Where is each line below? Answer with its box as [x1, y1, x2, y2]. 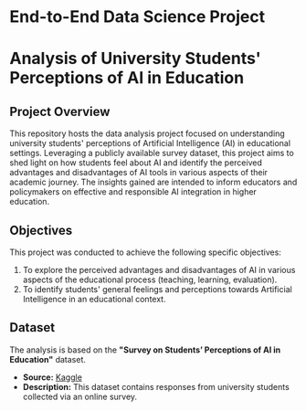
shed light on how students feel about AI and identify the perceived [9, 157, 262, 168]
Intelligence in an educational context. [22, 294, 166, 304]
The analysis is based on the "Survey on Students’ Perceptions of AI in [9, 344, 281, 355]
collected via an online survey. [22, 391, 138, 402]
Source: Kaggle [22, 372, 82, 383]
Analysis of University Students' [9, 48, 262, 69]
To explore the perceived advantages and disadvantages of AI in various [22, 265, 296, 275]
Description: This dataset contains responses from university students [22, 381, 290, 392]
